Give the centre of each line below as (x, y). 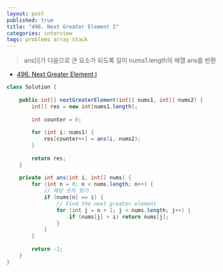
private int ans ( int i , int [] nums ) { (75, 178)
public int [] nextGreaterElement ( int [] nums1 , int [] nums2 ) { (111, 100)
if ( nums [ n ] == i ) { (74, 197)
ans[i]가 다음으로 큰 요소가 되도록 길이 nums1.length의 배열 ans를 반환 (120, 61)
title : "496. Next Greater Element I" (63, 27)
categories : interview (39, 33)
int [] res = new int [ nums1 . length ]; (85, 106)
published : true (30, 20)
